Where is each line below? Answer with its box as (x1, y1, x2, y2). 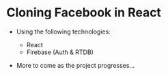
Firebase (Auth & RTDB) (26, 48, 94, 56)
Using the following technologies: (16, 27, 111, 36)
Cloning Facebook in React (6, 5, 162, 21)
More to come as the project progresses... (16, 61, 135, 69)
